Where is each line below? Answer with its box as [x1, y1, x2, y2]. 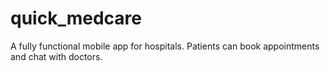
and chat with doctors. [10, 50, 103, 62]
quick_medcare [10, 7, 142, 30]
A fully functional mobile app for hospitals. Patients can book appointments [10, 40, 320, 52]
